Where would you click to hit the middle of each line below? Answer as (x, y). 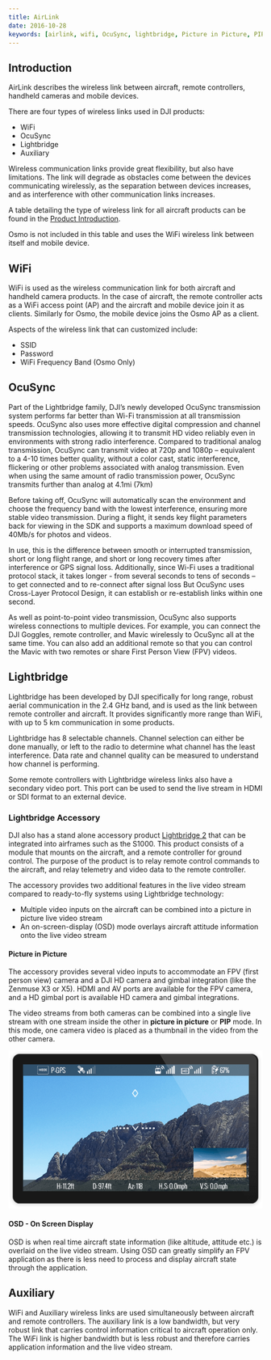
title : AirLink (34, 17)
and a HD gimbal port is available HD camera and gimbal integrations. (124, 998)
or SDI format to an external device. (67, 796)
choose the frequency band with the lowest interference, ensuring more (128, 509)
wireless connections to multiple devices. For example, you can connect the (134, 626)
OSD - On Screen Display (51, 1224)
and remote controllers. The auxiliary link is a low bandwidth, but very (124, 1321)
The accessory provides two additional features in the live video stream (127, 885)
